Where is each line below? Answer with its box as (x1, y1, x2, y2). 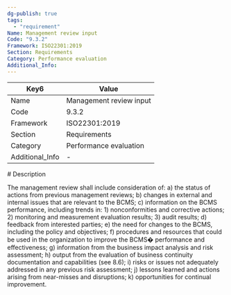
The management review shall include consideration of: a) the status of (7, 183, 211, 192)
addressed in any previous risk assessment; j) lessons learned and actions (7, 265, 220, 273)
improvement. (7, 280, 47, 288)
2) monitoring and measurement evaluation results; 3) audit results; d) (7, 212, 207, 221)
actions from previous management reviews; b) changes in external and (7, 190, 213, 199)
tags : (7, 17, 23, 24)
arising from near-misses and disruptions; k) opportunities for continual (7, 272, 212, 281)
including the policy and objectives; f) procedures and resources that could (7, 227, 222, 236)
